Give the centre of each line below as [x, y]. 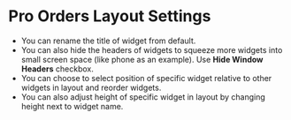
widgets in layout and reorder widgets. [91, 87]
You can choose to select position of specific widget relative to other [146, 78]
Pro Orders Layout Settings [110, 16]
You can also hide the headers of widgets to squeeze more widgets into [152, 49]
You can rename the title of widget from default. [108, 41]
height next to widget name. [72, 106]
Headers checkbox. [57, 69]
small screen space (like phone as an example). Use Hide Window [142, 59]
